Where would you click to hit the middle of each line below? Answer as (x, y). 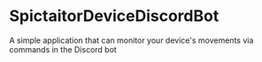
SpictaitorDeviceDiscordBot (114, 16)
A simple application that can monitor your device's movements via (131, 40)
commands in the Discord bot (63, 49)
